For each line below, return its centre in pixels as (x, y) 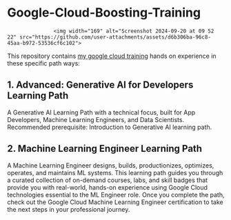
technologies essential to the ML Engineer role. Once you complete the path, (116, 194)
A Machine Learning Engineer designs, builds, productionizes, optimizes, (111, 165)
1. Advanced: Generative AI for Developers (100, 85)
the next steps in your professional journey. (69, 209)
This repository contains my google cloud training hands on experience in (112, 56)
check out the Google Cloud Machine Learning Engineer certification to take (115, 202)
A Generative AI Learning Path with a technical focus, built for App (101, 112)
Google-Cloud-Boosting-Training (104, 13)
